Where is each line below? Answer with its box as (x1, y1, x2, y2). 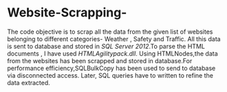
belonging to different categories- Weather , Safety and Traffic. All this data (7, 34, 221, 43)
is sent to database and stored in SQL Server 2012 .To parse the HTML (7, 42, 205, 50)
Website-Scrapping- (7, 5, 127, 21)
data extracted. (7, 78, 50, 87)
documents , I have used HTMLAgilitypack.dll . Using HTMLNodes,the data (7, 49, 218, 58)
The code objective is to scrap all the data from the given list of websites (7, 27, 213, 36)
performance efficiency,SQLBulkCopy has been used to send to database (7, 64, 216, 72)
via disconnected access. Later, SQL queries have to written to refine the (7, 71, 213, 80)
